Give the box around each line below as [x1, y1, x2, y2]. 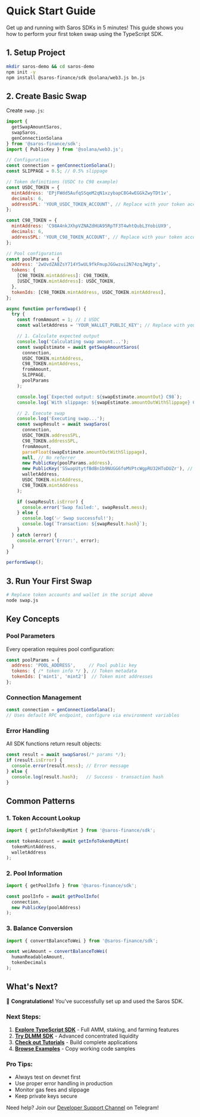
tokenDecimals [11, 960, 46, 966]
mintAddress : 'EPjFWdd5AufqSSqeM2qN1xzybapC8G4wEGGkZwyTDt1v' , [11, 190, 171, 196]
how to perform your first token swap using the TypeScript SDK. [6, 30, 164, 37]
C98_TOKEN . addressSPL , [21, 438, 79, 444]
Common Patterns [6, 796, 76, 806]
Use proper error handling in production [14, 1080, 113, 1087]
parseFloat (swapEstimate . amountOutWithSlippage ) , [21, 449, 148, 455]
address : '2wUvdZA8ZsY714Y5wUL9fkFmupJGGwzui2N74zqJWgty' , [11, 262, 161, 268]
